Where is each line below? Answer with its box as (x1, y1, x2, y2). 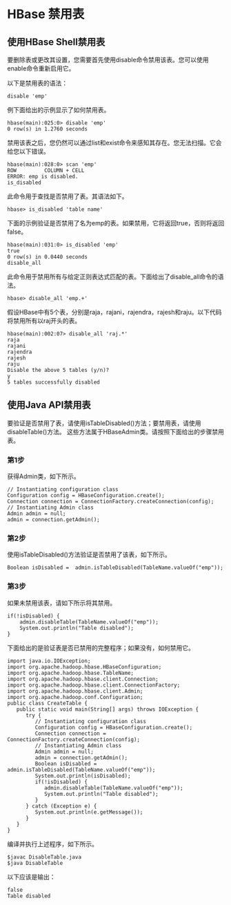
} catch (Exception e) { (25, 803, 97, 810)
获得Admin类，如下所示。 (7, 472, 81, 481)
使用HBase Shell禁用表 (7, 36, 106, 48)
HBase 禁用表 (7, 6, 85, 22)
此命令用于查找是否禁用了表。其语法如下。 (7, 192, 128, 200)
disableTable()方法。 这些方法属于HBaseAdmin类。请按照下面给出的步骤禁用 (7, 427, 225, 436)
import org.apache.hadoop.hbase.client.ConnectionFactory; (7, 682, 181, 689)
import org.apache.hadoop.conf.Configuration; (7, 693, 143, 700)
